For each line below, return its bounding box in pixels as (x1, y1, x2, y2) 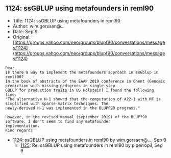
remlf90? (5, 74, 24, 80)
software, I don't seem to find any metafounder (5, 119, 111, 124)
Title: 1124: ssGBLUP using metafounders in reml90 (12, 17, 121, 23)
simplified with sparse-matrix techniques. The (5, 101, 109, 106)
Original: (12, 34, 31, 40)
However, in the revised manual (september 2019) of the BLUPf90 (5, 114, 147, 119)
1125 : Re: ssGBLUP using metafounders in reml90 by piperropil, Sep (20, 142, 163, 148)
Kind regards (5, 127, 33, 133)
